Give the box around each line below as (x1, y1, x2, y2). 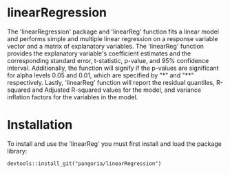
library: (7, 147, 28, 155)
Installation (7, 117, 73, 133)
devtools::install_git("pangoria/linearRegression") (7, 160, 162, 167)
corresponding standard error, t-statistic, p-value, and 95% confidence (7, 56, 209, 64)
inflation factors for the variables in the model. (7, 92, 138, 101)
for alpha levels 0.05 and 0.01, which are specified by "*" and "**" (7, 71, 194, 79)
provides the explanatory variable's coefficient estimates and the (7, 49, 191, 58)
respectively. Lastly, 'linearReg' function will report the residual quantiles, (7, 78, 215, 86)
